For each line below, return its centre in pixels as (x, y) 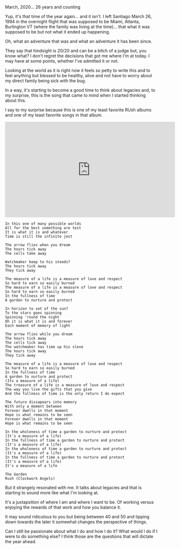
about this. (16, 100)
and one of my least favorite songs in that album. (54, 115)
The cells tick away (26, 343)
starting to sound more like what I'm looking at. (52, 493)
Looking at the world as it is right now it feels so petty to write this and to (78, 70)
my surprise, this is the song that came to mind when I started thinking (75, 95)
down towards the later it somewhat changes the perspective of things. (76, 522)
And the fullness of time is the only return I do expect (65, 394)
